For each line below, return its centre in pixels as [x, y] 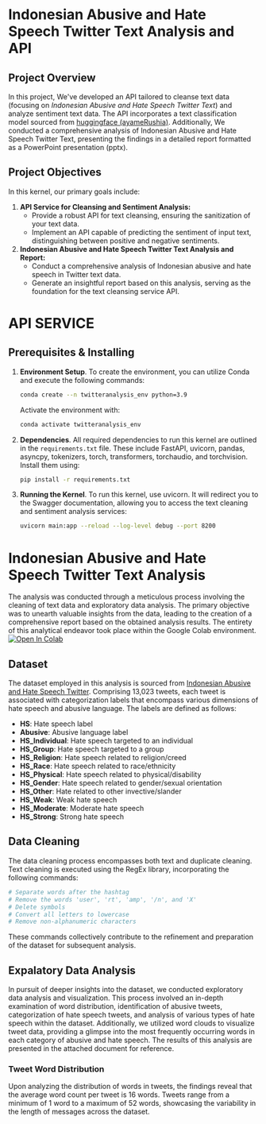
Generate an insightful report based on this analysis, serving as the [141, 283]
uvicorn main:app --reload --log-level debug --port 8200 [118, 526]
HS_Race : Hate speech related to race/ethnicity [98, 766]
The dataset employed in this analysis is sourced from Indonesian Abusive [130, 683]
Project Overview [52, 77]
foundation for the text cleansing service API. [106, 291]
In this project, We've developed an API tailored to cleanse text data [119, 97]
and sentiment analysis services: [73, 512]
